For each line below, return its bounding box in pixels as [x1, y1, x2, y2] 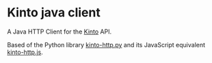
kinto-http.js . [7, 48, 43, 56]
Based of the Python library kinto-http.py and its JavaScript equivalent [7, 40, 206, 49]
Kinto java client [7, 5, 101, 21]
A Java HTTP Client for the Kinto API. [7, 27, 111, 36]
